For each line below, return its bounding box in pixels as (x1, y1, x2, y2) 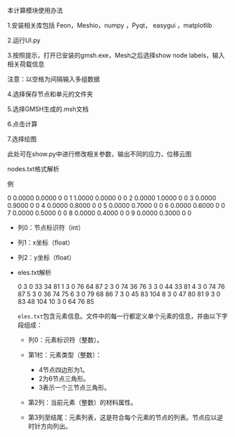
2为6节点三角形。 (38, 374, 90, 383)
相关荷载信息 (7, 60, 44, 68)
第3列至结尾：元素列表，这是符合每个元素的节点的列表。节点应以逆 (27, 413, 224, 421)
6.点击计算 (7, 120, 38, 128)
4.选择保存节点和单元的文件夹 (7, 90, 94, 98)
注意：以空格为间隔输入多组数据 (7, 75, 100, 83)
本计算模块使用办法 (7, 6, 63, 14)
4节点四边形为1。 (38, 366, 89, 374)
